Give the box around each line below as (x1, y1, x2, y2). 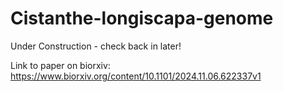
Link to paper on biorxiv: (10, 59, 111, 71)
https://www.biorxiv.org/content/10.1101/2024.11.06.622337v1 (10, 70, 262, 82)
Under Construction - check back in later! (10, 40, 182, 52)
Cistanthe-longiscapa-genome (10, 7, 274, 30)
